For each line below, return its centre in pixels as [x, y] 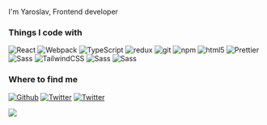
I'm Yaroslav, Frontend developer [64, 12]
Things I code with [45, 32]
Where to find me [43, 80]
